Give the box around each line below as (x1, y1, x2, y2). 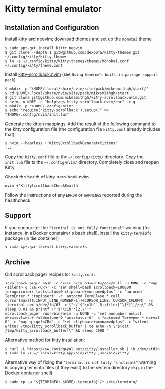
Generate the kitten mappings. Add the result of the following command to (5, 121, 156, 127)
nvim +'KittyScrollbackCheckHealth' (5, 183, 80, 188)
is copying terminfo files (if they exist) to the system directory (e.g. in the (5, 364, 153, 370)
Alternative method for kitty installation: (5, 337, 85, 343)
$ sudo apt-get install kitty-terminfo (5, 245, 87, 249)
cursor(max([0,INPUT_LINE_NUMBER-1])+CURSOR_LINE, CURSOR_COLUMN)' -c (5, 298, 153, 303)
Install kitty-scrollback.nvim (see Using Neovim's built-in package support (5, 71, 159, 77)
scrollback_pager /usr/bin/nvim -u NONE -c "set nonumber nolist (5, 311, 142, 316)
